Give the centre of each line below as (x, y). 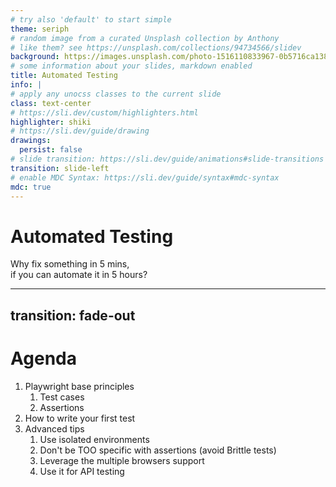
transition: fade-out (73, 315)
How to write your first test (80, 418)
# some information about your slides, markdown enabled (131, 66)
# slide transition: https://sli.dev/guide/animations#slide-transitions (167, 159)
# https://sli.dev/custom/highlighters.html (104, 112)
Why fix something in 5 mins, (70, 264)
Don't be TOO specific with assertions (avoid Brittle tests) (158, 450)
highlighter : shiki (51, 122)
